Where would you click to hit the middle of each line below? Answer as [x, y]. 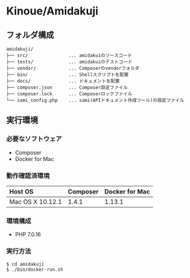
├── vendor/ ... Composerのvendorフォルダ [73, 68]
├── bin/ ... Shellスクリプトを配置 [68, 75]
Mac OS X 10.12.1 [36, 201]
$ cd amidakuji [25, 264]
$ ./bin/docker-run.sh [35, 270]
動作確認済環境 [28, 175]
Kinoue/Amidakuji [52, 11]
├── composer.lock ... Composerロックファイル [69, 94]
